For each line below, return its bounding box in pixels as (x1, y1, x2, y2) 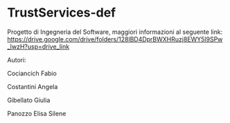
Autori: (7, 55, 26, 64)
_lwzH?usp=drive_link (7, 42, 70, 50)
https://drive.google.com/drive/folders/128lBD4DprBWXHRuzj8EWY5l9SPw (7, 35, 223, 43)
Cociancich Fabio (7, 69, 57, 77)
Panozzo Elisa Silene (7, 109, 67, 117)
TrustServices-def (7, 5, 116, 21)
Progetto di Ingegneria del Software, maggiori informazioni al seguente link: (7, 28, 223, 36)
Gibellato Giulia (7, 95, 51, 104)
